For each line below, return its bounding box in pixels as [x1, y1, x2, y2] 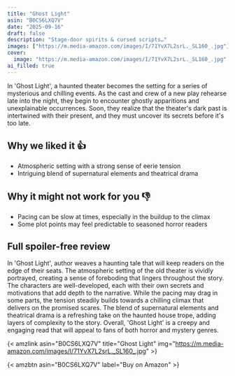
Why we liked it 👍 [7, 140, 87, 152]
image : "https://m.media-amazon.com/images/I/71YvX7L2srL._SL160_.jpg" [13, 56, 227, 63]
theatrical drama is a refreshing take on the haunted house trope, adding [7, 311, 217, 319]
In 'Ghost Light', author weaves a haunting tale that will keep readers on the [7, 259, 225, 267]
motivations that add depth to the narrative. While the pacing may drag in [7, 288, 218, 298]
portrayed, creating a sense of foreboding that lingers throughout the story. [7, 274, 225, 282]
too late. [7, 118, 31, 127]
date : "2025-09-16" [7, 23, 64, 30]
